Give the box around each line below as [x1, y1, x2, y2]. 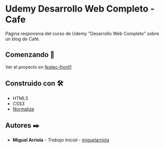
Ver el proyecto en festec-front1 [5, 64, 72, 70]
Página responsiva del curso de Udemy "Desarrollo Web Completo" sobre [5, 30, 159, 36]
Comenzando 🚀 [5, 51, 55, 59]
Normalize [12, 106, 34, 112]
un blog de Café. [5, 36, 40, 42]
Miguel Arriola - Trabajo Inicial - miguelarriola [12, 137, 110, 143]
